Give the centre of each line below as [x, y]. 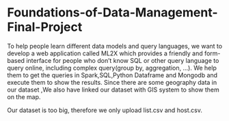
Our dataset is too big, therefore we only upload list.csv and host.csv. [105, 110]
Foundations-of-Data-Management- [112, 13]
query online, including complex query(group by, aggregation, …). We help [112, 68]
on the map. [24, 96]
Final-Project [45, 27]
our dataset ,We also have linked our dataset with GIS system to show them [113, 90]
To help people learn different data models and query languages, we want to [115, 46]
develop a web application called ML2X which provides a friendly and [105, 53]
